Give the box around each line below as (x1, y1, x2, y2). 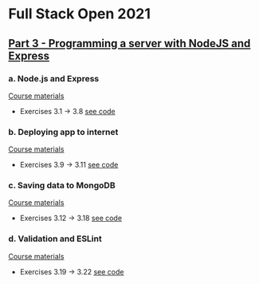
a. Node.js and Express (8, 73, 100, 84)
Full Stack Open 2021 (8, 5, 151, 23)
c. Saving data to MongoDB (8, 180, 116, 191)
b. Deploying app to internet (8, 126, 119, 137)
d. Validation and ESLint (8, 233, 102, 244)
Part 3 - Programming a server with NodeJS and (8, 37, 251, 50)
